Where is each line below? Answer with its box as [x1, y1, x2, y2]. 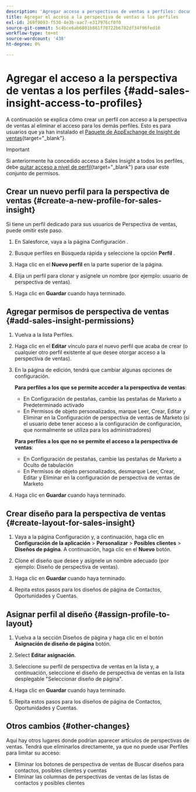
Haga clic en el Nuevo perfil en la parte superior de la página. [14, 261, 163, 268]
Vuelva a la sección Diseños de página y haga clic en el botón [14, 634, 163, 641]
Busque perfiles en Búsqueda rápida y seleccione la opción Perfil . [14, 250, 176, 257]
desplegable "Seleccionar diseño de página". [14, 675, 123, 682]
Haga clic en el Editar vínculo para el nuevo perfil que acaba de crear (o [14, 343, 188, 350]
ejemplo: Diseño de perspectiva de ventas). [14, 564, 120, 571]
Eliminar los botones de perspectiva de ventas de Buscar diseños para [14, 760, 184, 767]
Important [6, 146, 30, 153]
